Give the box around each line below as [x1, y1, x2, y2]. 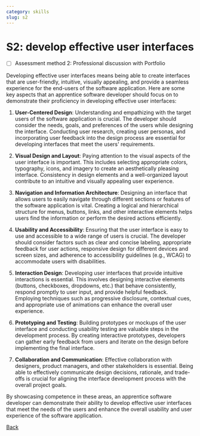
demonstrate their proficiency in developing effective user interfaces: [6, 97, 177, 105]
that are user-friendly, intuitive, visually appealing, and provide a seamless [6, 78, 189, 85]
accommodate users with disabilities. [14, 257, 106, 265]
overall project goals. [14, 381, 67, 388]
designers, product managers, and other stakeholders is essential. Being [14, 362, 193, 369]
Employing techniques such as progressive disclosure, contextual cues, [14, 294, 191, 302]
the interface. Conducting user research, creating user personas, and [14, 128, 186, 135]
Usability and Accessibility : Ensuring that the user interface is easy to [14, 226, 189, 233]
